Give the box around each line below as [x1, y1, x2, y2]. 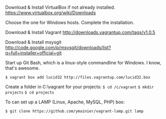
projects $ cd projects [5, 90, 55, 95]
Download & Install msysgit [5, 39, 62, 45]
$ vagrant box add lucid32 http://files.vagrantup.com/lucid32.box [5, 75, 151, 80]
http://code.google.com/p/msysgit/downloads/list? [5, 45, 111, 50]
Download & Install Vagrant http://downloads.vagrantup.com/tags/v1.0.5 [5, 29, 155, 35]
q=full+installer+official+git [5, 50, 62, 56]
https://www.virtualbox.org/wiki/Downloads [5, 10, 96, 16]
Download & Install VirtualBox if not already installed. [5, 5, 115, 10]
